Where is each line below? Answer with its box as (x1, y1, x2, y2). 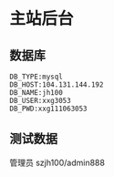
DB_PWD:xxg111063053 (9, 104, 88, 113)
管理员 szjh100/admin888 (9, 157, 105, 168)
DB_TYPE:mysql (9, 72, 64, 81)
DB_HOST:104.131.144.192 (9, 80, 104, 89)
